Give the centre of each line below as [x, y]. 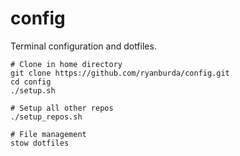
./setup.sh [33, 90]
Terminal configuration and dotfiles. [83, 46]
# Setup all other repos [62, 108]
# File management [48, 134]
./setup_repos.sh [46, 117]
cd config [31, 82]
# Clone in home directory [66, 64]
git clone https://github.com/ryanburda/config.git [120, 73]
